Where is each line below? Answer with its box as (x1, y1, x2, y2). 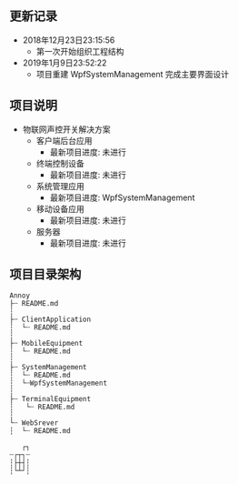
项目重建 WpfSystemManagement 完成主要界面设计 (35, 68, 230, 79)
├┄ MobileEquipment (9, 339, 84, 348)
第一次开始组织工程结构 (35, 45, 124, 56)
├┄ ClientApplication (9, 315, 92, 325)
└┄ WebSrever (9, 418, 59, 428)
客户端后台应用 (35, 135, 93, 146)
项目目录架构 (9, 267, 82, 282)
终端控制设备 (35, 157, 84, 168)
